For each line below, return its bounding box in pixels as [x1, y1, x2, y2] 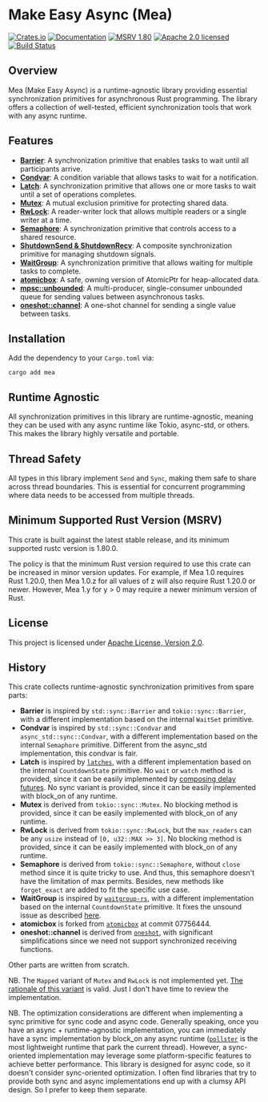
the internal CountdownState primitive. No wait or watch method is [19, 766, 234, 776]
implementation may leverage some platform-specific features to [37, 1051, 252, 1060]
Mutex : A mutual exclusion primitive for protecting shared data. [19, 198, 229, 208]
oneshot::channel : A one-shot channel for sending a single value [19, 300, 236, 310]
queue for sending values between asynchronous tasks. [19, 291, 206, 302]
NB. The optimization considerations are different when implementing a [8, 1008, 243, 1018]
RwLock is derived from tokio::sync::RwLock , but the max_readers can [19, 825, 252, 835]
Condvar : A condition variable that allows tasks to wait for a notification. [19, 172, 258, 182]
